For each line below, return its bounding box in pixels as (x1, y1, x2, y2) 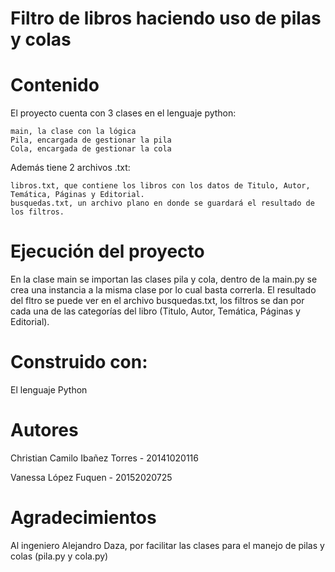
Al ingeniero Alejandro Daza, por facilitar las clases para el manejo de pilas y (10, 539, 325, 551)
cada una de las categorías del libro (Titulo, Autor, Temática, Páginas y (10, 305, 301, 317)
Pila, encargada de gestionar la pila (10, 135, 172, 146)
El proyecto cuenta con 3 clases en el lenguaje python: (10, 107, 237, 119)
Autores (10, 419, 79, 442)
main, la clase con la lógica (10, 127, 137, 137)
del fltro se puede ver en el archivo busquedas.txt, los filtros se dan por (10, 295, 305, 307)
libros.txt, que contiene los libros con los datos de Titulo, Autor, (10, 181, 311, 191)
